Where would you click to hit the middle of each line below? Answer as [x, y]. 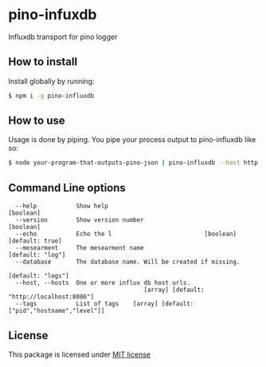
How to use [37, 121]
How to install [43, 62]
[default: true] [35, 241]
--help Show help [62, 206]
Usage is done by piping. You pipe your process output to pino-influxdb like [132, 140]
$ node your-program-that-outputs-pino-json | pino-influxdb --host [124, 163]
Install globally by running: [51, 81]
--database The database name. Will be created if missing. [128, 262]
